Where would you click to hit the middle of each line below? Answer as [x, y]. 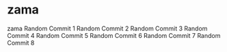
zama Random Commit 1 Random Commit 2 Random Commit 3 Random [107, 28]
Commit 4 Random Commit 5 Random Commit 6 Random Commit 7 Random [114, 35]
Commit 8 [21, 43]
